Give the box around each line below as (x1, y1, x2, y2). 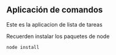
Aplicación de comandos (6, 5, 103, 15)
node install (6, 44, 40, 50)
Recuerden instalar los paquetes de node (6, 33, 110, 40)
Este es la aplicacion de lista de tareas (6, 21, 103, 28)
